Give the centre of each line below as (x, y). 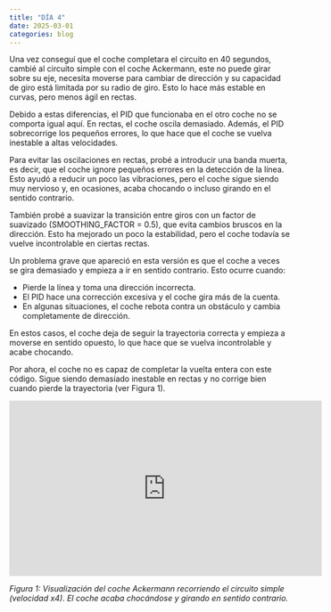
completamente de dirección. (76, 316)
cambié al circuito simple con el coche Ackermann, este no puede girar (140, 69)
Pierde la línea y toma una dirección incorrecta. (109, 288)
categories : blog (41, 34)
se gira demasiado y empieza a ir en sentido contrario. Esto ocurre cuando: (147, 270)
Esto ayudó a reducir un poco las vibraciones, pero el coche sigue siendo (144, 179)
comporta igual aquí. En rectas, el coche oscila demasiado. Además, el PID (147, 124)
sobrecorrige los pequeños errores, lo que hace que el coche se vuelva (141, 134)
